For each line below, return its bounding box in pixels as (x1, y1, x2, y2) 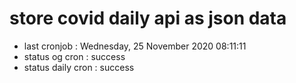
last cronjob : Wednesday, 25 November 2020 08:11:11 (23, 40, 247, 52)
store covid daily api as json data (9, 7, 287, 30)
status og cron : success (23, 50, 126, 62)
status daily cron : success (23, 61, 135, 73)
